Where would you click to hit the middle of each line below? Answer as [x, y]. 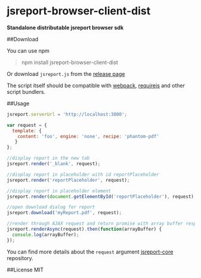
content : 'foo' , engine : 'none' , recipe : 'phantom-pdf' [89, 136]
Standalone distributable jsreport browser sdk [65, 28]
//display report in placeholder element [59, 191]
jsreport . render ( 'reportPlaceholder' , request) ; [68, 180]
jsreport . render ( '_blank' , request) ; [54, 164]
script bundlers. [26, 91]
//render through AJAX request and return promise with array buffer [95, 224]
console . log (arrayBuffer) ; [46, 234]
